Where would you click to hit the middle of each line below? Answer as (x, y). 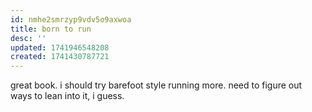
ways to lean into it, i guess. (67, 96)
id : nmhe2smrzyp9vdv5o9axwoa (71, 19)
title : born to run (51, 29)
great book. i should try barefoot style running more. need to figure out (156, 85)
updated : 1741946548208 (60, 47)
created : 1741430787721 (60, 57)
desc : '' (28, 38)
